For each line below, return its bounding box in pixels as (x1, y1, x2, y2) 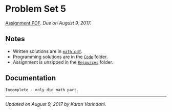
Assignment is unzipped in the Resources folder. (12, 59, 114, 65)
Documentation (5, 74, 56, 82)
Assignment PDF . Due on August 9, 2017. (5, 20, 92, 26)
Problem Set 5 (5, 3, 67, 15)
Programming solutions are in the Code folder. (12, 53, 108, 60)
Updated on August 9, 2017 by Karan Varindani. (5, 101, 106, 107)
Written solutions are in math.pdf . (12, 48, 83, 54)
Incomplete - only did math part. (5, 87, 79, 92)
